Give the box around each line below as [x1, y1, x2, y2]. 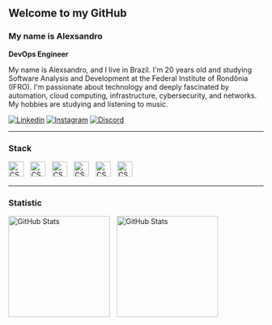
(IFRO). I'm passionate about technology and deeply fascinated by [8, 82, 229, 91]
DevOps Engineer [8, 49, 69, 59]
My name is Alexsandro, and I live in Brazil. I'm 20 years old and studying [8, 65, 253, 74]
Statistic [8, 197, 42, 209]
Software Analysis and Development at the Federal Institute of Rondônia [8, 73, 249, 83]
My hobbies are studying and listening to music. [8, 99, 168, 108]
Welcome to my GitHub [8, 6, 127, 20]
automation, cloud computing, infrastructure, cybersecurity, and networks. [8, 91, 257, 100]
